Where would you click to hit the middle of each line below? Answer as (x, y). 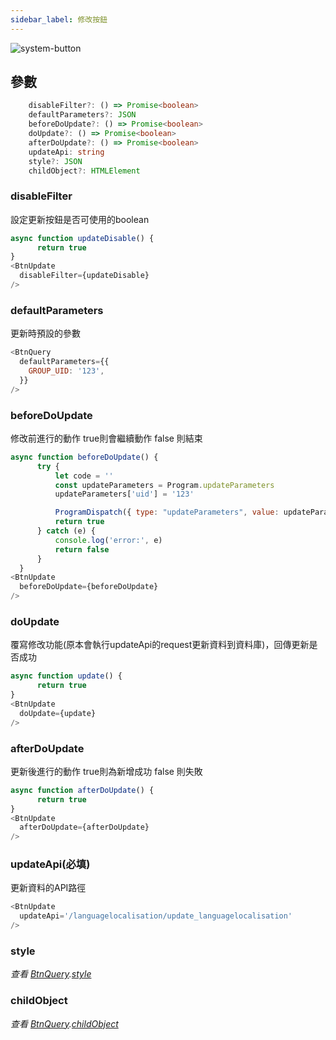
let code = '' (84, 476)
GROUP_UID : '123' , (66, 371)
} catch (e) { (66, 531)
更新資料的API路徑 (48, 888)
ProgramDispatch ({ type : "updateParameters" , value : (167, 512)
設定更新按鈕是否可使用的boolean (80, 219)
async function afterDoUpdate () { (82, 790)
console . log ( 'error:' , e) (108, 540)
